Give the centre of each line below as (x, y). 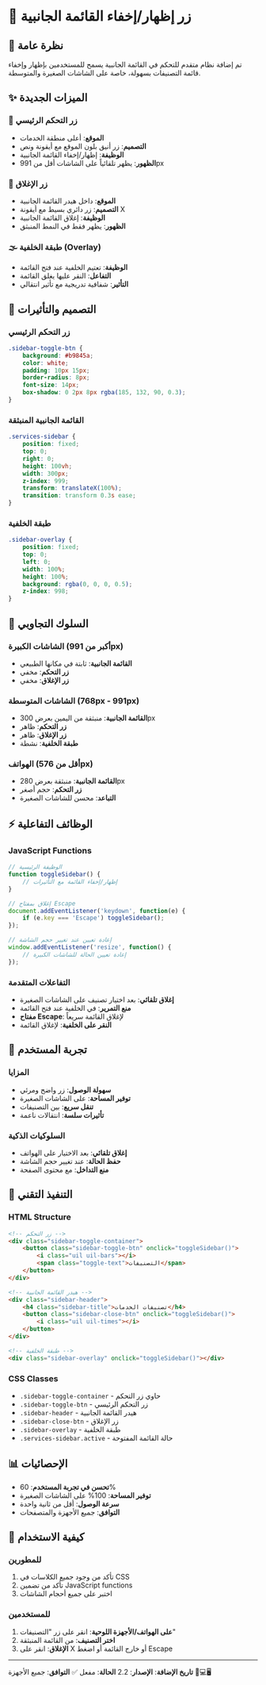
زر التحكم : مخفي (44, 672)
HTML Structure (40, 1217)
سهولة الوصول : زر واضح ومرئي (65, 1089)
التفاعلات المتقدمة (39, 982)
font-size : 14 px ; (51, 385)
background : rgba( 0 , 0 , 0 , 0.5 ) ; (78, 584)
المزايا (19, 1073)
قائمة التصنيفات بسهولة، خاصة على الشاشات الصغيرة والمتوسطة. (104, 73)
